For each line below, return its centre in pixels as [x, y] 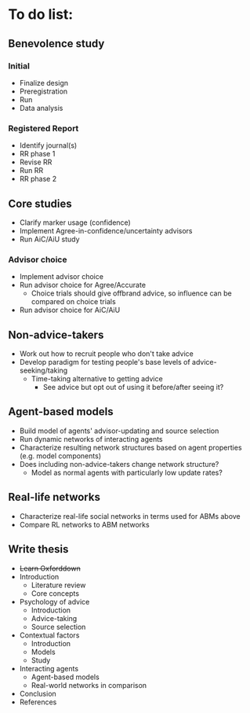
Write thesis [38, 549]
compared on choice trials [73, 302]
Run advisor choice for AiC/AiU [70, 310]
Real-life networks [54, 497]
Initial [19, 66]
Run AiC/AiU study [49, 239]
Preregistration [43, 91]
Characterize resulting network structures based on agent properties [130, 447]
